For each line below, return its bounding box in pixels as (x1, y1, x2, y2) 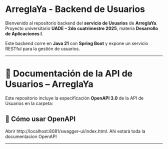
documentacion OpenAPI (5, 133, 57, 139)
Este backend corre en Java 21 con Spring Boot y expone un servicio (5, 40, 148, 46)
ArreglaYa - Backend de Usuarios (5, 3, 145, 15)
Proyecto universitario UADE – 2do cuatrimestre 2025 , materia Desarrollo (5, 25, 158, 31)
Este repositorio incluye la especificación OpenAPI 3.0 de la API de (5, 95, 144, 101)
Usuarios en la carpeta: (5, 100, 53, 106)
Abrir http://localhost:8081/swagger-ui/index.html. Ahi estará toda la (5, 128, 146, 134)
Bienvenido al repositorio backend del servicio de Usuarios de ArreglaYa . (5, 20, 157, 26)
